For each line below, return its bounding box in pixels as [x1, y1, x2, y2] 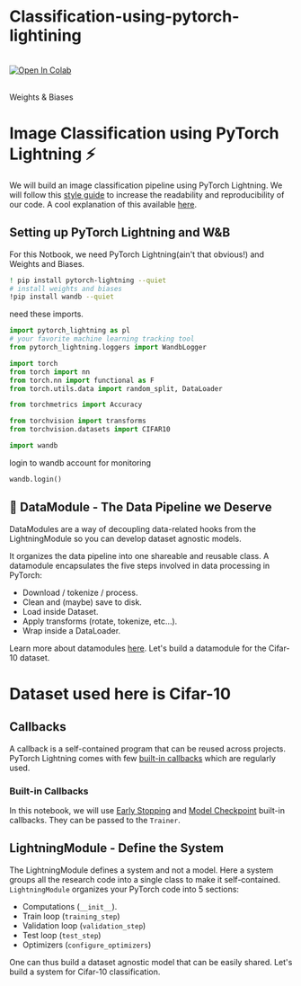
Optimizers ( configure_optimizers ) [22, 939, 152, 950]
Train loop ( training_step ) [22, 910, 120, 921]
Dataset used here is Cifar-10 [9, 683, 232, 704]
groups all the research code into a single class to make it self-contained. [9, 874, 281, 884]
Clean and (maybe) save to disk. [22, 596, 142, 608]
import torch [9, 359, 58, 368]
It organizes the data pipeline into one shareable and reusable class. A [9, 550, 270, 561]
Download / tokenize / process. [22, 587, 138, 598]
